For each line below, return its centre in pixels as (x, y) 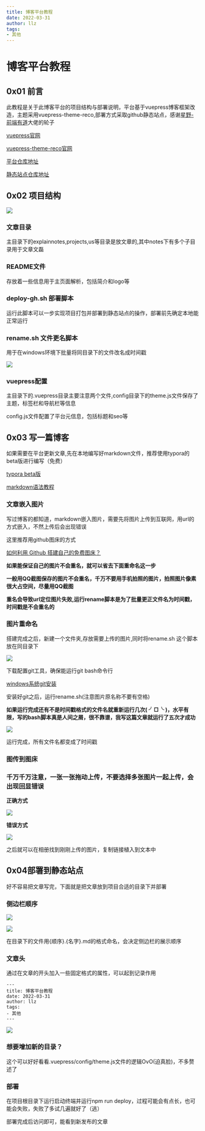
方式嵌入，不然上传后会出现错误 (46, 526)
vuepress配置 (27, 381)
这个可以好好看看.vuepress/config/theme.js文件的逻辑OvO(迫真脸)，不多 (98, 1061)
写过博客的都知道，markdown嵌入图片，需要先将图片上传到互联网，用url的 (100, 519)
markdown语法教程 (31, 487)
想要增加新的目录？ (34, 1047)
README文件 (26, 267)
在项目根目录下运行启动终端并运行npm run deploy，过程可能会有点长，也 (98, 1101)
